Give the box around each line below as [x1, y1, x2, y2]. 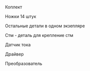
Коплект [5, 4, 22, 10]
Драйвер [5, 51, 24, 57]
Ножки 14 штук [5, 14, 36, 19]
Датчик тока [5, 42, 31, 48]
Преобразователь [5, 61, 42, 66]
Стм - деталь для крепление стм [5, 33, 74, 38]
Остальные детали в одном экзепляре [5, 23, 85, 29]
